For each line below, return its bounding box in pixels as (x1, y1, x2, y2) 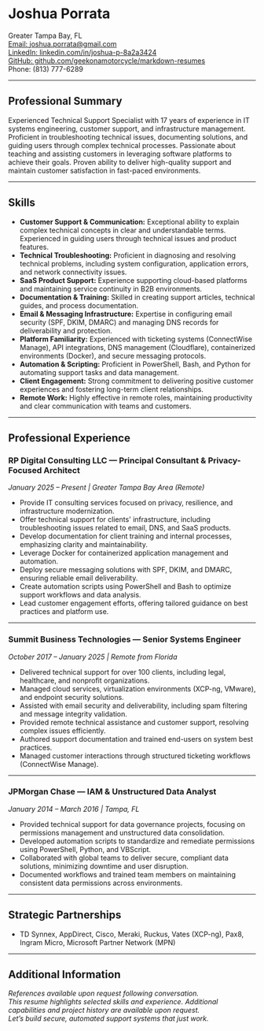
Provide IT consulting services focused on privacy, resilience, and (19, 498, 233, 508)
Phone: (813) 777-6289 (8, 64, 84, 73)
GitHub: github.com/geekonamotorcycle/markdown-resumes (8, 56, 206, 65)
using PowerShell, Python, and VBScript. (19, 844, 152, 854)
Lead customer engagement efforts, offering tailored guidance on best (19, 598, 248, 608)
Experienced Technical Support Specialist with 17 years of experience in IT (8, 115, 250, 125)
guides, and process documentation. (19, 300, 139, 310)
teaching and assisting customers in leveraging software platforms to (8, 149, 232, 158)
